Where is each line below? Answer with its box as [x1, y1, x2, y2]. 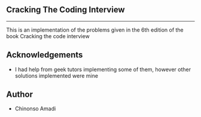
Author [6, 90, 33, 100]
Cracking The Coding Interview [6, 5, 125, 15]
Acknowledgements [6, 50, 83, 60]
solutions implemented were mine [14, 72, 99, 79]
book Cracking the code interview [6, 32, 90, 39]
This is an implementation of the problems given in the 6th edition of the [6, 26, 184, 33]
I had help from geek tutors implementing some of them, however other [14, 66, 191, 73]
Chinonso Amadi [14, 105, 56, 112]
